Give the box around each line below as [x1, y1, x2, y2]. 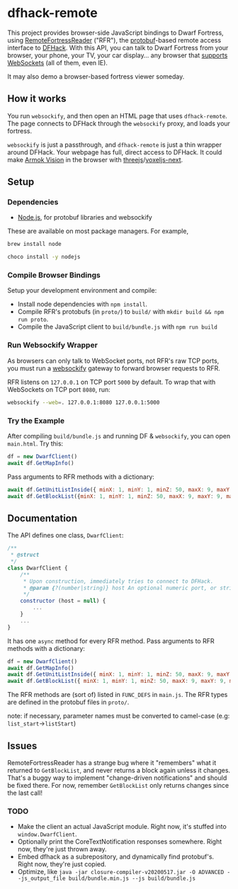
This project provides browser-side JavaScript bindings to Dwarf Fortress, [7, 28, 225, 37]
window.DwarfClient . [17, 830, 77, 839]
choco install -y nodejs [7, 254, 81, 261]
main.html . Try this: [7, 439, 64, 448]
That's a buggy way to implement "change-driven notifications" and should [7, 774, 227, 782]
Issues [7, 740, 38, 752]
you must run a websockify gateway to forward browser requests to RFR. [7, 363, 221, 373]
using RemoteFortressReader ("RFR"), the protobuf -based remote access [7, 35, 222, 44]
